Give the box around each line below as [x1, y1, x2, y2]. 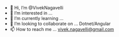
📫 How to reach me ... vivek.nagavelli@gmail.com [10, 26, 114, 32]
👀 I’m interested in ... [10, 10, 53, 16]
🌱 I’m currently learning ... [10, 15, 64, 21]
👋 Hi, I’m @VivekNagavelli [10, 5, 64, 10]
